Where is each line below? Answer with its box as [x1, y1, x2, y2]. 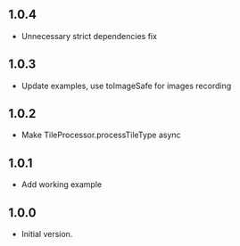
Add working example [21, 179, 103, 190]
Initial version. [21, 229, 73, 240]
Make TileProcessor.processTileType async [21, 129, 181, 141]
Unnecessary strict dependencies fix [21, 30, 158, 41]
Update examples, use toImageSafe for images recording [21, 80, 232, 91]
